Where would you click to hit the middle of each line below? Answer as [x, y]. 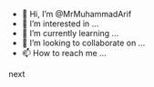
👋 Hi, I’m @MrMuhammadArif [77, 14]
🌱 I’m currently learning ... [70, 33]
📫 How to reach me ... [64, 53]
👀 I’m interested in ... [60, 24]
